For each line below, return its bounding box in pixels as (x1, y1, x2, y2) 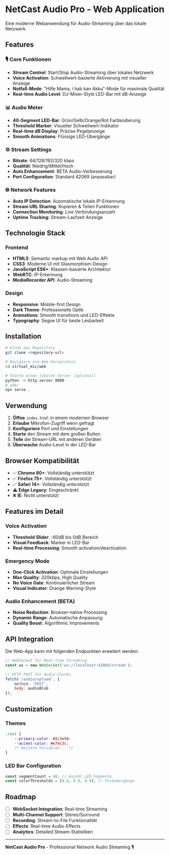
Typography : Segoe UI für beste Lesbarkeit (12, 317, 104, 323)
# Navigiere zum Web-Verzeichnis (5, 359, 76, 364)
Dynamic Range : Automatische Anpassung (12, 615, 103, 621)
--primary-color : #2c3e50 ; (14, 736, 71, 741)
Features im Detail (5, 507, 64, 516)
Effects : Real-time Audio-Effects (12, 823, 81, 829)
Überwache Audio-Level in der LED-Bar (12, 442, 96, 448)
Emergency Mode (5, 557, 50, 565)
